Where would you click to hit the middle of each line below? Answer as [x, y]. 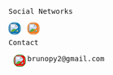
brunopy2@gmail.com [66, 58]
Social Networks [41, 11]
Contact [24, 42]
